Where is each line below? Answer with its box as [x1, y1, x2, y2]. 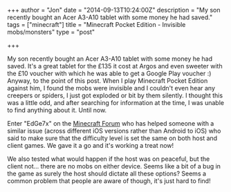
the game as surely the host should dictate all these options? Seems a [7, 169, 206, 177]
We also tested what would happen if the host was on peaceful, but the [7, 155, 210, 163]
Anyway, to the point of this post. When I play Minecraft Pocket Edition [7, 77, 208, 85]
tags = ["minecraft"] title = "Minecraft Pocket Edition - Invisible [7, 21, 186, 28]
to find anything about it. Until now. [7, 106, 107, 114]
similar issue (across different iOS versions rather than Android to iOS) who [7, 127, 221, 135]
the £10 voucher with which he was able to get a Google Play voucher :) [7, 69, 212, 77]
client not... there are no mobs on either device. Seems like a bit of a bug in [7, 162, 221, 170]
